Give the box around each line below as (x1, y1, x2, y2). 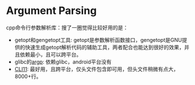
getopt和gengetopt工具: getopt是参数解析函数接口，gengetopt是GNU (14, 36, 183, 43)
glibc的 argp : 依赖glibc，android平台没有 (14, 58, 112, 65)
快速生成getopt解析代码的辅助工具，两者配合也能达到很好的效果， (25, 44, 184, 51)
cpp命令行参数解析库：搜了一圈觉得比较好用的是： (6, 24, 129, 31)
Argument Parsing (6, 4, 97, 17)
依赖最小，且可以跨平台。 (19, 51, 82, 58)
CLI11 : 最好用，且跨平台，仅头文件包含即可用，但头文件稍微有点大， (14, 65, 179, 72)
